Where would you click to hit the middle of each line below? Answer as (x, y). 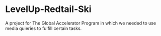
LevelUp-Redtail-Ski (48, 9)
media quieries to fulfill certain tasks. (44, 28)
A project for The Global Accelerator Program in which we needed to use (81, 23)
